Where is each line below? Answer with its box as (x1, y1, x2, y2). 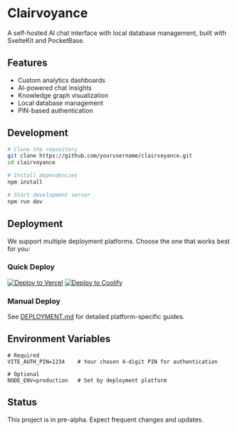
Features (7, 57, 48, 69)
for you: (7, 244, 31, 253)
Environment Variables (7, 333, 111, 345)
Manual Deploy (7, 296, 60, 306)
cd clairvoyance (7, 159, 56, 166)
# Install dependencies (7, 172, 78, 179)
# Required (7, 352, 40, 359)
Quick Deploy (7, 262, 56, 272)
